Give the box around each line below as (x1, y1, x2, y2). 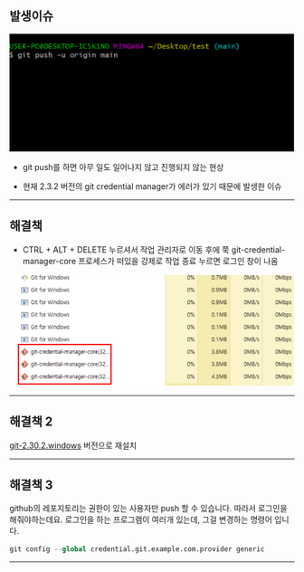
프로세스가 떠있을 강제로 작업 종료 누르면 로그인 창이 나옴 (78, 255, 279, 266)
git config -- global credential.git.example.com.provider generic (9, 545, 265, 554)
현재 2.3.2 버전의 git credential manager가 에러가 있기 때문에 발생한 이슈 (22, 180, 282, 192)
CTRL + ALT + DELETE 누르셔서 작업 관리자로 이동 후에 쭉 (22, 243, 230, 255)
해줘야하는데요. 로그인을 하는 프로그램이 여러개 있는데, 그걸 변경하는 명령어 (9, 514, 273, 525)
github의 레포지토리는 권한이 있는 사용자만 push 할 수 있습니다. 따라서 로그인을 (9, 503, 288, 514)
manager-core (22, 255, 77, 266)
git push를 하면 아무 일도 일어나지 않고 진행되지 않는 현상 (22, 161, 224, 172)
